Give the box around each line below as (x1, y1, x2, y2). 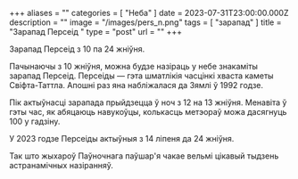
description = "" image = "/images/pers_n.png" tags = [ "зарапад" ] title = (9, 17, 282, 28)
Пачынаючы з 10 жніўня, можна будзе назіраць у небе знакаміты (9, 61, 259, 71)
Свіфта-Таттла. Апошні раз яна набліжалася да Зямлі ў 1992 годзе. (9, 80, 264, 90)
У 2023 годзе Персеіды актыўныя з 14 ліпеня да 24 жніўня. (9, 134, 235, 143)
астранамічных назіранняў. (9, 160, 113, 170)
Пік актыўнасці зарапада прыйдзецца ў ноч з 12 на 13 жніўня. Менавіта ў (9, 97, 287, 108)
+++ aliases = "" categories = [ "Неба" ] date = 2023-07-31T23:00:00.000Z (9, 8, 289, 18)
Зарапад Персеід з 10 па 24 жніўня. (9, 44, 145, 54)
